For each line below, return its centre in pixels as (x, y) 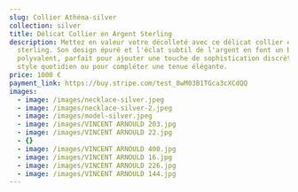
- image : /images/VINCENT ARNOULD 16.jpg (95, 157)
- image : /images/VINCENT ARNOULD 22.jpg (95, 133)
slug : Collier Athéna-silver (63, 17)
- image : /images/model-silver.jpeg (85, 116)
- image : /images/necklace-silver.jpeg (91, 100)
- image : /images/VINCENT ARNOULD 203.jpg (97, 125)
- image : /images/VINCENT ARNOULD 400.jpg (97, 149)
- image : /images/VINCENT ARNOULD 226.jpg (97, 165)
